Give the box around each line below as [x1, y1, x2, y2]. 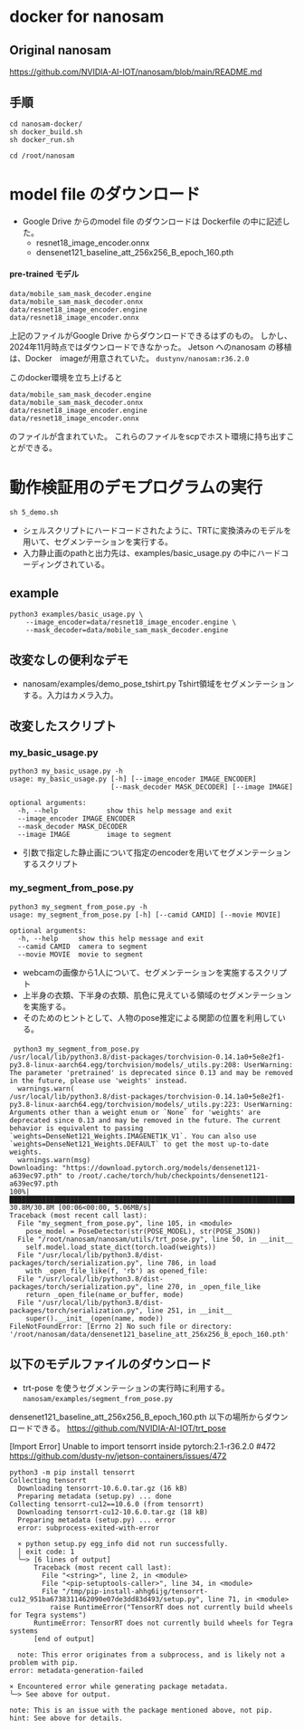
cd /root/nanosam [9, 151, 75, 160]
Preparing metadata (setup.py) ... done [17, 1492, 172, 1501]
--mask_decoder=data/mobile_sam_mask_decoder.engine [25, 625, 229, 635]
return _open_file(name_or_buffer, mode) [25, 1291, 184, 1300]
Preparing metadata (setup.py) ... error [17, 1515, 176, 1524]
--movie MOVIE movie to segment [17, 949, 144, 959]
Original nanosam [9, 43, 111, 58]
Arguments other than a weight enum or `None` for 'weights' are [9, 1108, 261, 1118]
